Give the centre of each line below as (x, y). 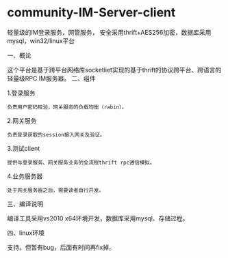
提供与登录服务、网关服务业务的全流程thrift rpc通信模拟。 (81, 162)
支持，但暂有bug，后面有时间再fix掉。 (61, 247)
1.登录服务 (21, 93)
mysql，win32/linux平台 (41, 41)
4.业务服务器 (25, 176)
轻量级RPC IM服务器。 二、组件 (51, 78)
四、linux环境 (26, 233)
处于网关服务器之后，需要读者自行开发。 (55, 190)
